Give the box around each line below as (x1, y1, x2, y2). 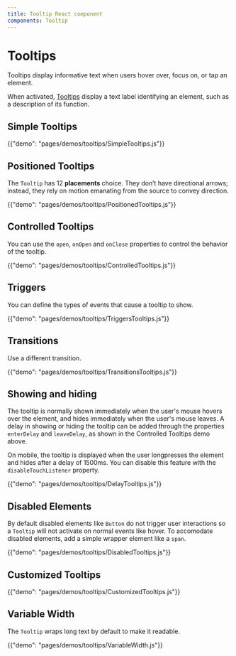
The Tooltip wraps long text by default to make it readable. (7, 627, 181, 635)
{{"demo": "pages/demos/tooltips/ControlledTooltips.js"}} (7, 261, 176, 269)
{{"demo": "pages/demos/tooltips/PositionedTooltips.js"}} (7, 200, 176, 209)
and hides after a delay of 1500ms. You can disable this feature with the (7, 458, 216, 467)
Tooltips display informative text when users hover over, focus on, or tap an (7, 71, 228, 80)
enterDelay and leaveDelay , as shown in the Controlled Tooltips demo (7, 429, 210, 438)
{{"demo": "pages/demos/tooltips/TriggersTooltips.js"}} (7, 314, 170, 323)
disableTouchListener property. (7, 466, 100, 475)
